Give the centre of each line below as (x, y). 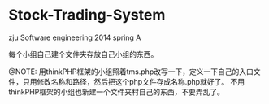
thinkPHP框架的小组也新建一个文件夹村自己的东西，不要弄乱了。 (117, 92)
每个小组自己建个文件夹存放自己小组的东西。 (83, 54)
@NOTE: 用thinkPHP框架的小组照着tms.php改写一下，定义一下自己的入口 (131, 71)
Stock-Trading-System (87, 15)
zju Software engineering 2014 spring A (75, 37)
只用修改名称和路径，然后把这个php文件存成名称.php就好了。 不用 (134, 81)
